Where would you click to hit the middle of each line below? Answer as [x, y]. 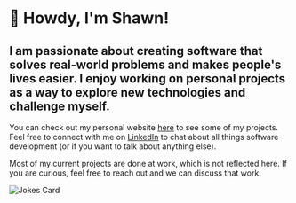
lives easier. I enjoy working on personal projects [148, 78]
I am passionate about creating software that [136, 51]
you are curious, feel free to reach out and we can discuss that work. [136, 173]
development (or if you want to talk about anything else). [113, 146]
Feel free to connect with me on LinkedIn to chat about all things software [144, 137]
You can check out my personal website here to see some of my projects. [144, 127]
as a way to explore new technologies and [128, 92]
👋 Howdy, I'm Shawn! [89, 18]
